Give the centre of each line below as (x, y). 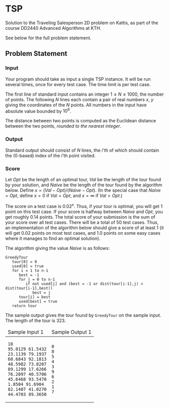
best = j (41, 293)
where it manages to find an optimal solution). (53, 238)
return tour (24, 306)
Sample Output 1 (71, 332)
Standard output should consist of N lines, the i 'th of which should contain (82, 150)
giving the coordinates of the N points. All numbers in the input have (76, 105)
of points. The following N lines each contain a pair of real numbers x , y (79, 99)
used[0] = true (28, 266)
